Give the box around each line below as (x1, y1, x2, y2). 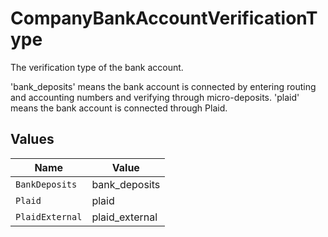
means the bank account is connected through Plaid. (10, 102, 228, 114)
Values (10, 131, 55, 148)
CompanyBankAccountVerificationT (10, 7, 318, 30)
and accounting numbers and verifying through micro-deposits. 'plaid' (10, 91, 300, 103)
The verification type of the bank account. (10, 61, 184, 73)
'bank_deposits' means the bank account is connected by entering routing (10, 80, 317, 92)
